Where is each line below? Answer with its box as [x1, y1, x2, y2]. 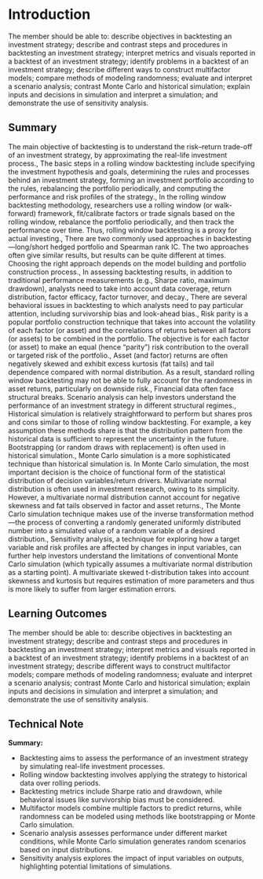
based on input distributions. [19, 845, 112, 855]
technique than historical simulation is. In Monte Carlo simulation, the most [8, 459, 250, 468]
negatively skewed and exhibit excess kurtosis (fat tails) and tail [8, 359, 214, 368]
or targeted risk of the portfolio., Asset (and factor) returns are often [8, 350, 228, 360]
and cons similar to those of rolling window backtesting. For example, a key [8, 417, 252, 427]
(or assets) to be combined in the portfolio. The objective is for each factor [8, 334, 250, 343]
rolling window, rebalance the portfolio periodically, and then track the [8, 217, 235, 226]
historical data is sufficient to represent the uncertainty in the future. [8, 434, 229, 443]
